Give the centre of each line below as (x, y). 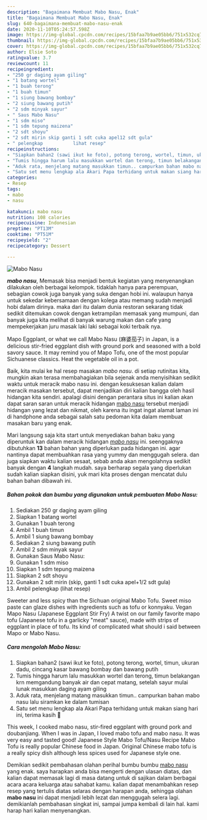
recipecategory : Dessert (39, 246)
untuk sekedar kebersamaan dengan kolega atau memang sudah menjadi (100, 300)
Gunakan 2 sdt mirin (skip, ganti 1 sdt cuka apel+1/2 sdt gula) (93, 582)
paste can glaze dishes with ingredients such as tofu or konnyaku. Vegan (100, 607)
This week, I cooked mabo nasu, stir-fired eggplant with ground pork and (100, 727)
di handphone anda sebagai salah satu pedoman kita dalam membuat (95, 416)
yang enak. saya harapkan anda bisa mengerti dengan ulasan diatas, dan (100, 771)
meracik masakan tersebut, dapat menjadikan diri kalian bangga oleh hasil (101, 390)
